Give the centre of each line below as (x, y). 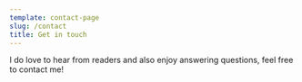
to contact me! (36, 69)
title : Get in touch (49, 34)
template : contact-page (55, 18)
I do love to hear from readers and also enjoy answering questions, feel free (151, 60)
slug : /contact (38, 26)
